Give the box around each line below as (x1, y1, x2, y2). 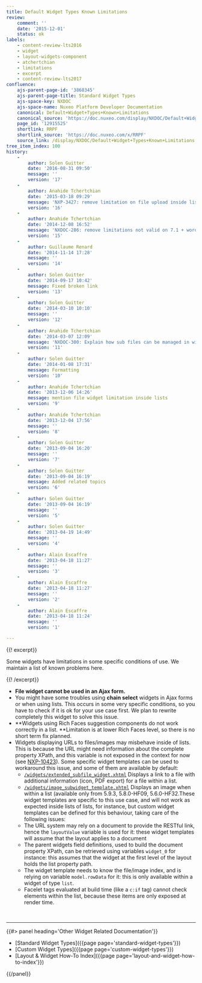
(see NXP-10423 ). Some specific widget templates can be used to (14, 758, 179, 765)
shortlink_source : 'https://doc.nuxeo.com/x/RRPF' (17, 132, 147, 138)
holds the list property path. (23, 860, 93, 867)
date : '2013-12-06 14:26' (28, 389, 93, 395)
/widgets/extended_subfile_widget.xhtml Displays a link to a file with (23, 771, 195, 778)
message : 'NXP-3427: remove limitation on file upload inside (28, 199, 187, 205)
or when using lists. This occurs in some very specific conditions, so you (14, 700, 195, 707)
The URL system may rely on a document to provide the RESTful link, (23, 822, 195, 829)
